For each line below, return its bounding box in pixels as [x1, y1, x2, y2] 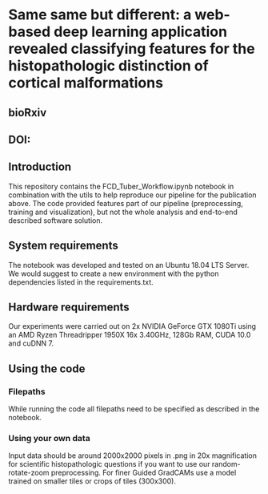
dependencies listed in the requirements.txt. [8, 277, 154, 286]
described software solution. [8, 215, 103, 225]
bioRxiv [8, 106, 47, 119]
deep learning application [53, 22, 228, 41]
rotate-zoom [8, 468, 50, 478]
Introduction [8, 160, 72, 174]
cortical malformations [8, 74, 164, 92]
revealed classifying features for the [8, 40, 255, 58]
